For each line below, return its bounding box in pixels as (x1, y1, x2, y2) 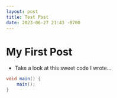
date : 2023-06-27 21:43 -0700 (6, 19, 81, 25)
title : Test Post (6, 14, 49, 20)
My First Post (6, 45, 73, 58)
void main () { (6, 76, 41, 82)
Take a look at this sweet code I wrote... (14, 64, 112, 71)
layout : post (6, 8, 38, 15)
